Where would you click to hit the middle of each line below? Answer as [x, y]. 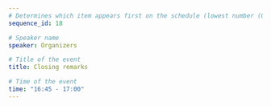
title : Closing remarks [48, 67]
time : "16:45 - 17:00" [46, 89]
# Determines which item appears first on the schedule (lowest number [131, 16]
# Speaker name [34, 38]
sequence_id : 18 [35, 23]
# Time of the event [43, 82]
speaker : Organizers [43, 45]
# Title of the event [45, 60]
